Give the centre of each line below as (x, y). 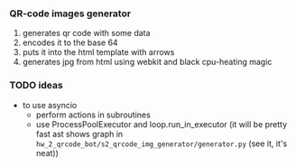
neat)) (47, 153)
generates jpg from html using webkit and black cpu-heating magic (147, 62)
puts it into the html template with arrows (98, 52)
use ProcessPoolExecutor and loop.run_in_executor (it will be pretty (162, 124)
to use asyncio (50, 105)
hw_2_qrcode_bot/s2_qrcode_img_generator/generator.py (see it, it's (162, 144)
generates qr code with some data (86, 33)
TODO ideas (36, 86)
